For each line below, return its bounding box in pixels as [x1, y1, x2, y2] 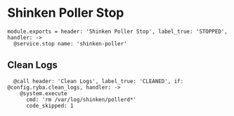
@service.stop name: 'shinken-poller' [13, 40, 128, 47]
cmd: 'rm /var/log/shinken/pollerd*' [25, 96, 137, 103]
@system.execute [20, 89, 68, 97]
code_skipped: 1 [25, 102, 74, 109]
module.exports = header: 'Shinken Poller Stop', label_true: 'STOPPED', [7, 28, 228, 35]
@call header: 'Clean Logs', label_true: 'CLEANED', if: [13, 78, 184, 85]
